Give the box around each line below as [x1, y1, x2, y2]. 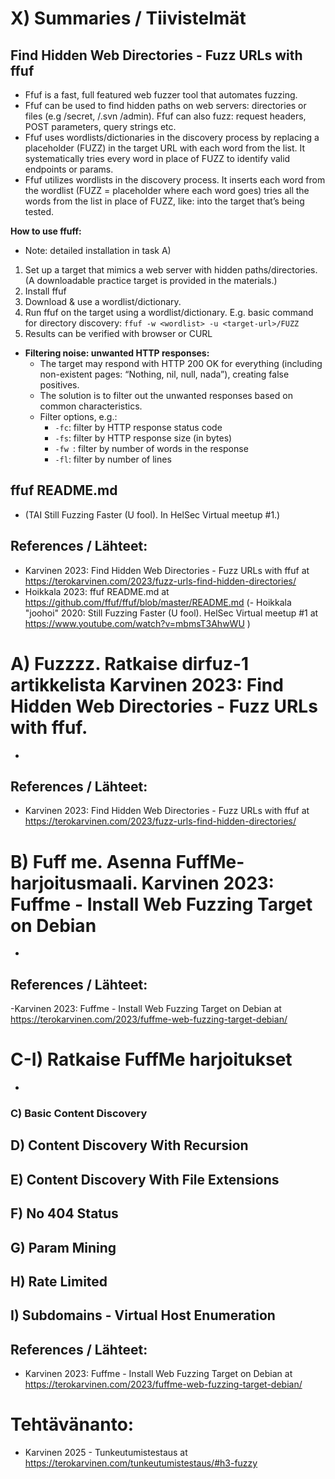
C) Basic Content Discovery [10, 1106, 148, 1120]
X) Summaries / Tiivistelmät [10, 7, 247, 30]
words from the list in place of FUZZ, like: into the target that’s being [24, 195, 305, 207]
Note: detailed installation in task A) [24, 245, 172, 256]
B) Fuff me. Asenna [10, 850, 172, 873]
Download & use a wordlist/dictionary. [24, 296, 182, 307]
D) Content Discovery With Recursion [10, 1137, 249, 1154]
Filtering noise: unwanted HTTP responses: [24, 347, 210, 359]
